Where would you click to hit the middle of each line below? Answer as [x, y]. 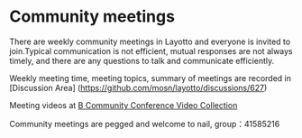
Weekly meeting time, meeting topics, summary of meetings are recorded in [150, 78]
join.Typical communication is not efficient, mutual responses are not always [151, 51]
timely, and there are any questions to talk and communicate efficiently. [142, 60]
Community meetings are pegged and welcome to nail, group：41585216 [145, 124]
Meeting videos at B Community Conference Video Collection [124, 105]
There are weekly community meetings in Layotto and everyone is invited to [150, 41]
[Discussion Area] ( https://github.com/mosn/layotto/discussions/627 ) [138, 87]
